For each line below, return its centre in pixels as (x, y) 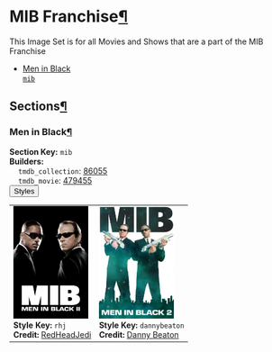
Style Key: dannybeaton (141, 325)
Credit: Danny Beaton (139, 335)
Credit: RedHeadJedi (52, 335)
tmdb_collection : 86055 (63, 171)
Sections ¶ (38, 107)
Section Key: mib (41, 151)
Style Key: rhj (40, 325)
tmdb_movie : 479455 (55, 180)
